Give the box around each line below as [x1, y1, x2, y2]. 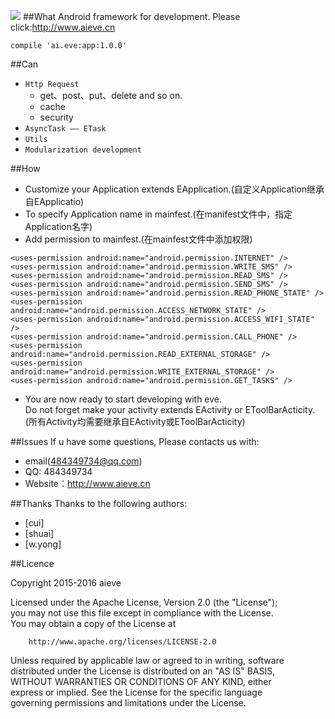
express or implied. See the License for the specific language [10, 686, 263, 698]
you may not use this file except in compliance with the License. [10, 607, 274, 619]
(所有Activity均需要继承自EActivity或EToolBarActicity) [24, 416, 246, 427]
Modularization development [24, 145, 142, 155]
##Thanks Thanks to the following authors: [10, 498, 188, 509]
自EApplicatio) [24, 196, 85, 207]
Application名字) [24, 221, 93, 232]
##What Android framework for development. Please [22, 11, 241, 22]
